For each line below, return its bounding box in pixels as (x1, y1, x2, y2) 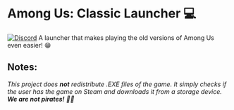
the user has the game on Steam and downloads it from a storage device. (7, 87, 222, 95)
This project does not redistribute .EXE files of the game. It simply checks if (7, 80, 227, 88)
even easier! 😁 (7, 41, 51, 49)
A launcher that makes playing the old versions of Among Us (38, 33, 215, 42)
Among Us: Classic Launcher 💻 (7, 6, 197, 22)
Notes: (7, 61, 37, 74)
